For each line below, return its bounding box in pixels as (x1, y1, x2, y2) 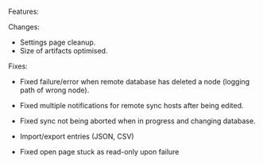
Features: (8, 7, 40, 16)
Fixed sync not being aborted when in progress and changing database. (19, 116, 256, 126)
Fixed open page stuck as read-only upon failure (19, 147, 180, 156)
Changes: (8, 22, 40, 31)
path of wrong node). (19, 85, 90, 95)
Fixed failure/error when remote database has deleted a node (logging (19, 77, 250, 86)
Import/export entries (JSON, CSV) (19, 131, 134, 141)
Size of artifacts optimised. (19, 46, 108, 55)
